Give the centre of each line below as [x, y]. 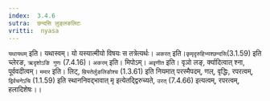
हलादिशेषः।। [25, 90]
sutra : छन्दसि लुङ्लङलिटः [45, 23]
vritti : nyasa [34, 30]
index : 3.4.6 [32, 16]
